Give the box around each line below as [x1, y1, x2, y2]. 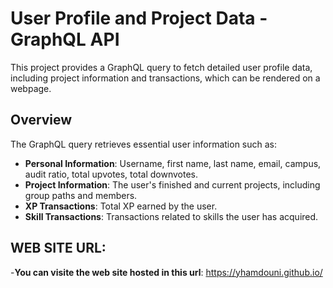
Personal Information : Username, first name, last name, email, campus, [24, 157, 322, 169]
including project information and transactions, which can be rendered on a [10, 72, 321, 84]
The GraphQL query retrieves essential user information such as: [10, 138, 278, 150]
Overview [10, 112, 73, 129]
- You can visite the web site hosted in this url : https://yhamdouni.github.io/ [10, 266, 323, 278]
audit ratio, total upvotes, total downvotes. [24, 168, 199, 180]
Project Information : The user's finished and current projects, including [24, 178, 321, 191]
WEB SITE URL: [10, 240, 107, 257]
